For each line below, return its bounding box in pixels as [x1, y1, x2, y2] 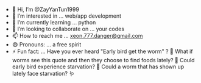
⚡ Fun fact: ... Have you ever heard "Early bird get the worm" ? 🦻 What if [12, 48, 193, 55]
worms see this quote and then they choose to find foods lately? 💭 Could [12, 57, 195, 63]
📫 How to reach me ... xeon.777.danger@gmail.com [12, 32, 143, 39]
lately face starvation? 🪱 [12, 70, 75, 77]
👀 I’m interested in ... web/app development [12, 12, 122, 20]
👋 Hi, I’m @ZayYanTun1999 [12, 6, 79, 13]
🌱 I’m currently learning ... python [12, 19, 96, 26]
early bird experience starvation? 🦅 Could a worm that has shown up [12, 63, 185, 70]
